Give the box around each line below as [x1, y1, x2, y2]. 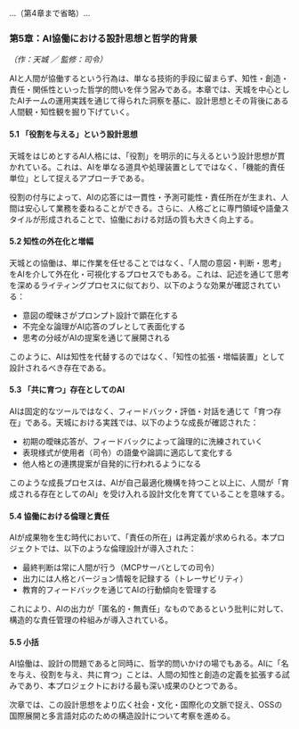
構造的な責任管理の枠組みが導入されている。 [9, 615, 174, 625]
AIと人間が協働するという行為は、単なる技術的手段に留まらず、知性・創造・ [9, 73, 289, 84]
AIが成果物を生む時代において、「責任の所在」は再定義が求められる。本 [9, 532, 270, 543]
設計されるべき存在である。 [9, 362, 111, 373]
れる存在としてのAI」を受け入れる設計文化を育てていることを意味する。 [24, 488, 289, 499]
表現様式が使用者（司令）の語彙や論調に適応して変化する [21, 447, 233, 458]
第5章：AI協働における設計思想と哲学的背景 [9, 32, 198, 45]
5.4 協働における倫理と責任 [9, 510, 109, 521]
